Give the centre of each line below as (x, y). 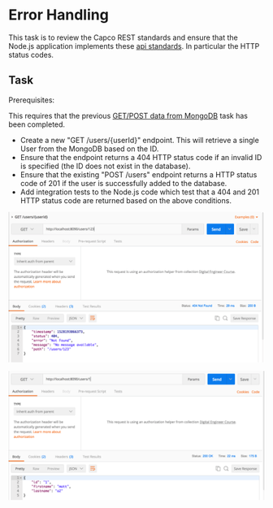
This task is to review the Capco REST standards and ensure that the (123, 37)
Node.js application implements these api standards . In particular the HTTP (134, 46)
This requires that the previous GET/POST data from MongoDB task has (128, 115)
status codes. (31, 54)
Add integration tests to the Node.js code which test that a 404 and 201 (140, 192)
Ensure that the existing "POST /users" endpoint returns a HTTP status (139, 174)
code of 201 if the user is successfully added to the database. (123, 183)
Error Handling (59, 15)
